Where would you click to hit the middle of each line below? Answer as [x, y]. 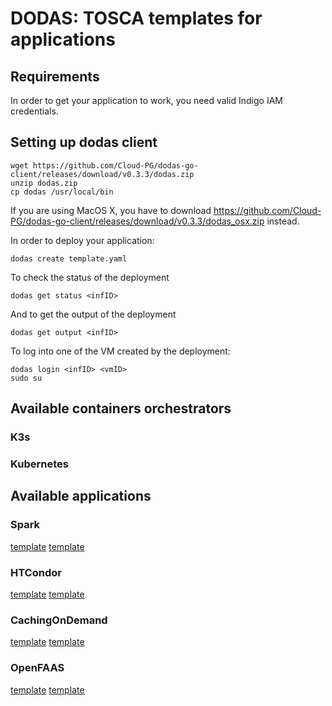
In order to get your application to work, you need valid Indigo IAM [146, 100]
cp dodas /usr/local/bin [62, 192]
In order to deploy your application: [82, 240]
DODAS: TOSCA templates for [136, 18]
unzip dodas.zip [44, 183]
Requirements [55, 76]
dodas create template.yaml [69, 258]
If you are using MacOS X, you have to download [111, 210]
